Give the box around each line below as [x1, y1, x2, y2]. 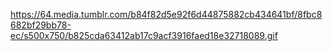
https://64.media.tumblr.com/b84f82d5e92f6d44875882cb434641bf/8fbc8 [10, 9, 323, 20]
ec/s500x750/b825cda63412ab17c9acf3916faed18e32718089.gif [10, 30, 278, 41]
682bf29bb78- [10, 19, 72, 31]
